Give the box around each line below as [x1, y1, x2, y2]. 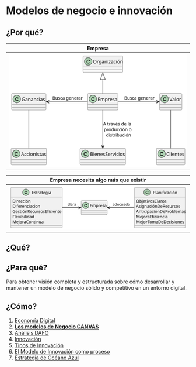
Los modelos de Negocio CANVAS [14, 323, 99, 330]
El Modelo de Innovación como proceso [14, 348, 110, 355]
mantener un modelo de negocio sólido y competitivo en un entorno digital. [6, 284, 187, 291]
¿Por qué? [6, 28, 44, 37]
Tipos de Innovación [14, 342, 64, 349]
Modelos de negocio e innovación [6, 4, 173, 18]
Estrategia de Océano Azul [14, 354, 79, 361]
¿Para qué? [6, 262, 48, 273]
